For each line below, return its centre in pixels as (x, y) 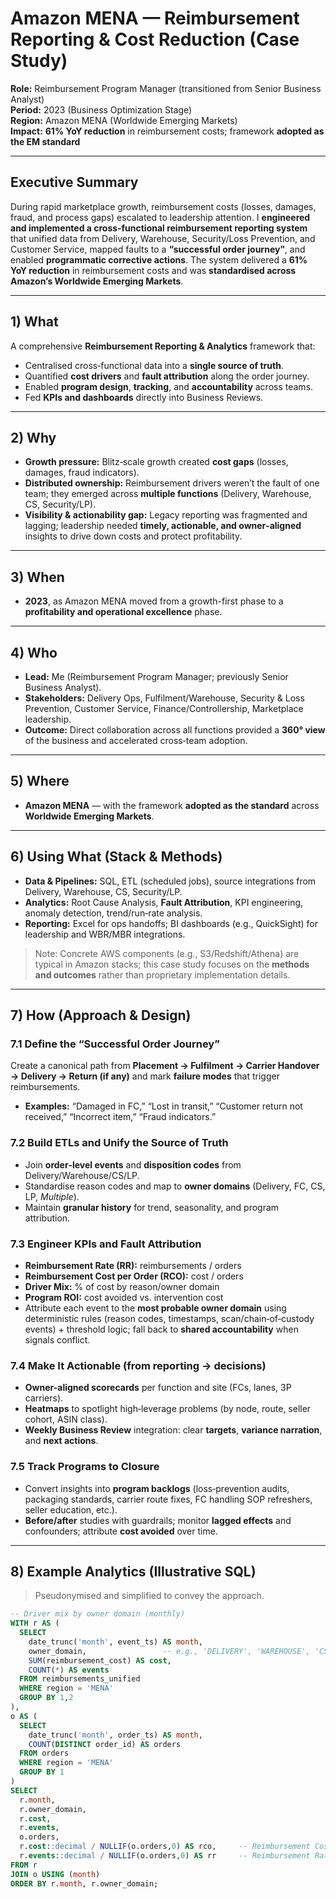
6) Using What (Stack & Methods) (116, 857)
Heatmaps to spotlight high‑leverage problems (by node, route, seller (168, 1409)
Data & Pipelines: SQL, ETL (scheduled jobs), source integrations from (170, 881)
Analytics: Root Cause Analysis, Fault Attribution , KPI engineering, (164, 902)
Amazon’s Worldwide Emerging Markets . (97, 281)
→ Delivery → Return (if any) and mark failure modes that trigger (145, 1076)
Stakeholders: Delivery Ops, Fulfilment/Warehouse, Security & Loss (164, 698)
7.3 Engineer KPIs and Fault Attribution (106, 1244)
